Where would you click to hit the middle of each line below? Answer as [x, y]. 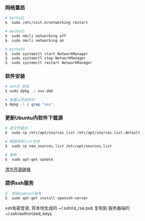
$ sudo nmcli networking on [35, 40]
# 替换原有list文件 [23, 142]
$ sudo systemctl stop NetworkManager [45, 58]
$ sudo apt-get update [29, 159]
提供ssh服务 [19, 183]
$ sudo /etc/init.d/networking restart [47, 23]
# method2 [15, 32]
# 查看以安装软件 [20, 100]
